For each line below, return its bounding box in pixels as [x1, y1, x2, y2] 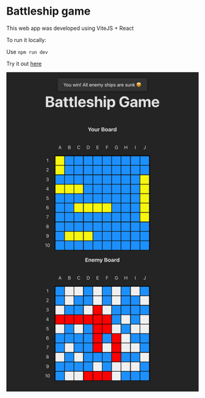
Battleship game [6, 4, 91, 18]
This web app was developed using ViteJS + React [6, 24, 134, 32]
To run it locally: [6, 36, 47, 43]
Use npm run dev [6, 48, 48, 56]
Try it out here [6, 60, 42, 67]
